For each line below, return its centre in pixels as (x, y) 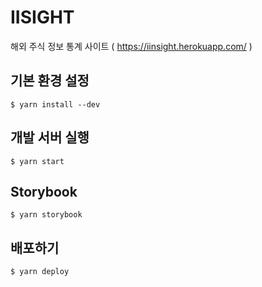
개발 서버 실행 (50, 137)
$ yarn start (37, 161)
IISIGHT (42, 17)
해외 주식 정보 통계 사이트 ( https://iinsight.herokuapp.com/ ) (131, 46)
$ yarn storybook (46, 215)
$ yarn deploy (40, 272)
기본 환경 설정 (50, 81)
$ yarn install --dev (55, 104)
